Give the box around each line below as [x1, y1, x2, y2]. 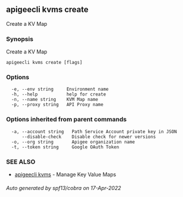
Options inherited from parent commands [6, 116, 127, 124]
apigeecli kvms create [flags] [6, 60, 83, 66]
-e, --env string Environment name [11, 86, 109, 93]
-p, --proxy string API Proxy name [11, 102, 104, 108]
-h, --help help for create [11, 91, 107, 97]
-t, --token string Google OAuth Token [11, 144, 119, 150]
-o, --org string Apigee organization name [11, 139, 135, 145]
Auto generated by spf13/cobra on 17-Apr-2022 [6, 184, 121, 191]
